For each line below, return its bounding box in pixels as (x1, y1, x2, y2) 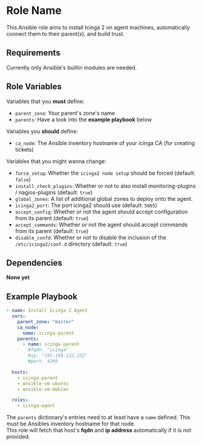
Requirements (6, 48, 60, 58)
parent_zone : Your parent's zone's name (15, 109, 116, 117)
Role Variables (6, 81, 62, 92)
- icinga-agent (17, 403, 56, 409)
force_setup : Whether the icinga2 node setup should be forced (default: (15, 169, 195, 177)
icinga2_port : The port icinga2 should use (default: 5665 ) (15, 201, 157, 209)
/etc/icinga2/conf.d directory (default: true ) (15, 240, 128, 248)
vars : (11, 313, 26, 319)
